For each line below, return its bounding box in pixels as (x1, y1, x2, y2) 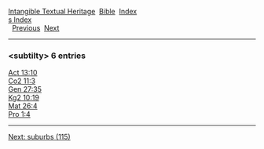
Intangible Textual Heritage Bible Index (8, 7, 137, 16)
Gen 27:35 (8, 85, 42, 94)
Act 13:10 (8, 68, 38, 78)
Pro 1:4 (8, 110, 31, 119)
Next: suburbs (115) (8, 133, 71, 142)
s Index (8, 15, 32, 24)
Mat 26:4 (8, 101, 38, 111)
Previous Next (11, 24, 60, 32)
